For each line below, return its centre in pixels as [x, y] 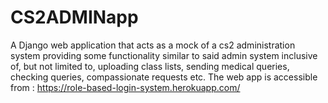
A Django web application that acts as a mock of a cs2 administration [153, 45]
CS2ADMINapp [74, 17]
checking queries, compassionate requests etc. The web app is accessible [164, 77]
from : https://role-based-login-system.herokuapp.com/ [125, 87]
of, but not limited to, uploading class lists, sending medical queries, [150, 66]
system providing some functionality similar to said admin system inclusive [164, 55]
